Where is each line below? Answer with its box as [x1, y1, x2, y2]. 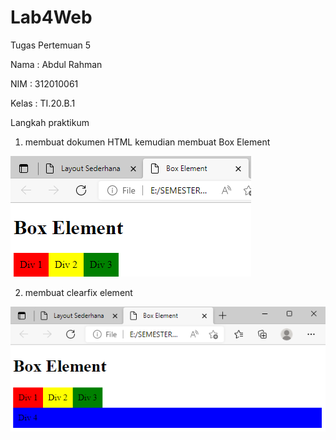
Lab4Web [10, 6, 93, 29]
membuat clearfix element [24, 286, 133, 298]
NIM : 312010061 [10, 77, 79, 90]
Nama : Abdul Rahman [10, 58, 103, 70]
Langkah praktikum [10, 116, 90, 128]
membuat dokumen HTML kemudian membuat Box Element [24, 136, 271, 148]
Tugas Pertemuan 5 [10, 39, 92, 51]
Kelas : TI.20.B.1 [10, 97, 76, 109]
